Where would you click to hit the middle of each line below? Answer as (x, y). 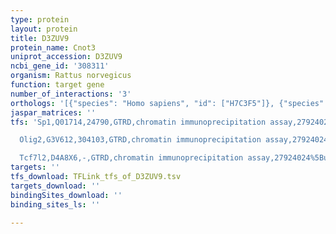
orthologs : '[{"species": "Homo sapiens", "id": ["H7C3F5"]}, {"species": (169, 103)
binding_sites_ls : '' (55, 204)
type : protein (40, 19)
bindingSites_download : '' (66, 195)
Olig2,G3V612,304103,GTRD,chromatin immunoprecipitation (140, 140)
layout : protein (44, 29)
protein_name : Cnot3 (53, 47)
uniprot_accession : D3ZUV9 (66, 57)
